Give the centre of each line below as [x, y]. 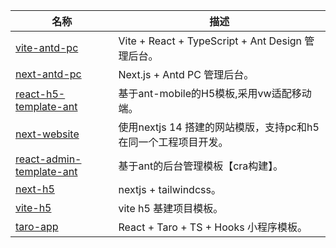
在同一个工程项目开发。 [173, 142]
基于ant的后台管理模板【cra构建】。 [201, 166]
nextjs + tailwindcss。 [170, 189]
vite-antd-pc [47, 47]
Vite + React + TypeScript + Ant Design [210, 41]
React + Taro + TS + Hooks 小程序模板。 [213, 227]
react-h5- [40, 94]
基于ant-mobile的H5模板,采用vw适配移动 [215, 93]
